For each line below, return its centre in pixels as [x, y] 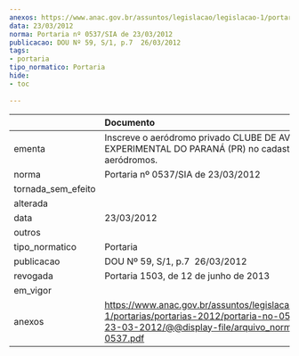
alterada [31, 203]
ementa [30, 148]
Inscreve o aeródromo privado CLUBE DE [190, 137]
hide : [19, 76]
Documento [130, 122]
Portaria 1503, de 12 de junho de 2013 [187, 276]
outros [28, 232]
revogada [33, 276]
